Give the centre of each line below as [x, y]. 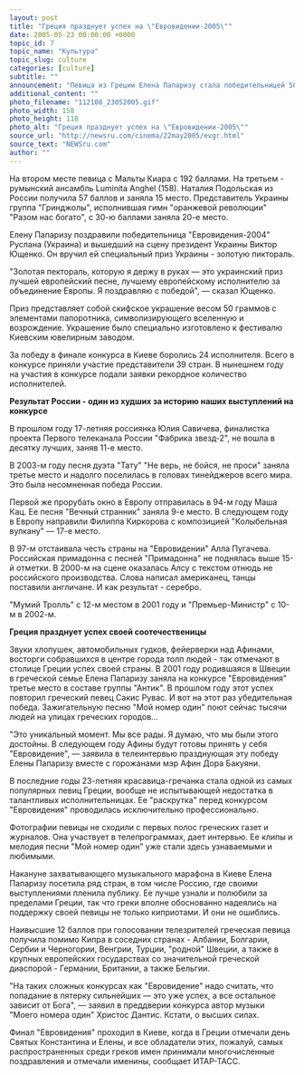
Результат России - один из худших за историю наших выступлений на [152, 401]
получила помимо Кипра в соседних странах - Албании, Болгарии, [139, 939]
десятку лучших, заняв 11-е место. [76, 447]
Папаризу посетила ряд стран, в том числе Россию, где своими [133, 883]
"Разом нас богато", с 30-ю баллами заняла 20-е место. [119, 217]
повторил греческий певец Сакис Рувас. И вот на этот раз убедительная [151, 697]
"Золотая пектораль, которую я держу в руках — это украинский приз [146, 271]
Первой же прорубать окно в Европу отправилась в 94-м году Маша [143, 502]
